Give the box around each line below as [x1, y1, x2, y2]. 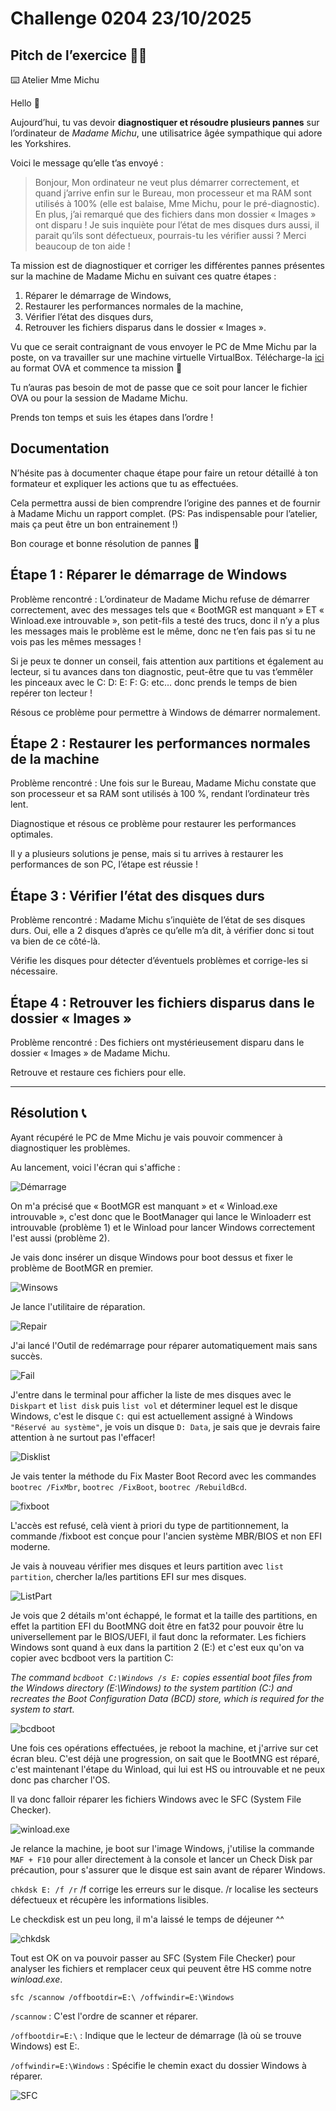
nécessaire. [10, 965, 58, 977]
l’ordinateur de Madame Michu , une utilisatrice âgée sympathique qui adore [10, 127, 323, 139]
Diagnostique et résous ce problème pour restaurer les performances [10, 818, 297, 830]
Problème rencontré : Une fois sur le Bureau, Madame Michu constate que [10, 777, 317, 789]
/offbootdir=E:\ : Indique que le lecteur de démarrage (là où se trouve [10, 2029, 302, 2041]
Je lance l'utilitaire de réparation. [10, 1300, 146, 1312]
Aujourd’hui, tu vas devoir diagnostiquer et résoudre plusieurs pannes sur [10, 117, 320, 128]
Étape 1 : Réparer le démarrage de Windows [10, 567, 288, 584]
